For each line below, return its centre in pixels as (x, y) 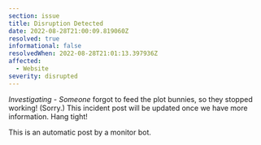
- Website (32, 69)
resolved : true (34, 38)
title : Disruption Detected (56, 23)
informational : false (45, 46)
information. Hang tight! (48, 116)
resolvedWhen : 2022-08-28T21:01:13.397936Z (83, 53)
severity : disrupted (43, 76)
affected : (25, 62)
